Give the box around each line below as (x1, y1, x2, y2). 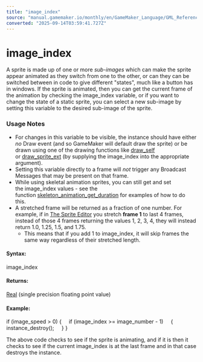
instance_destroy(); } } (6, 325, 68, 332)
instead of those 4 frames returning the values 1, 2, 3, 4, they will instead (14, 217, 196, 224)
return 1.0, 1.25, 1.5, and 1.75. (14, 223, 86, 230)
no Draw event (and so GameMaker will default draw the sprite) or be (14, 140, 188, 147)
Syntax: (6, 250, 27, 257)
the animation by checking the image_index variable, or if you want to (6, 92, 179, 99)
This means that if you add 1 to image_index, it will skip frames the (24, 230, 189, 237)
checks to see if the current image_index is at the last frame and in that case (6, 343, 196, 350)
